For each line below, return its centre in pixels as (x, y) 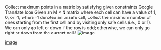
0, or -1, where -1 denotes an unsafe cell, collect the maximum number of (78, 17)
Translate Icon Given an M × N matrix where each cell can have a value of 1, (81, 12)
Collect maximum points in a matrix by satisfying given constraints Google (79, 7)
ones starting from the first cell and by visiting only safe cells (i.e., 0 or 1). (78, 22)
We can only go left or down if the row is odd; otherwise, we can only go (78, 28)
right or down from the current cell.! (41, 33)
